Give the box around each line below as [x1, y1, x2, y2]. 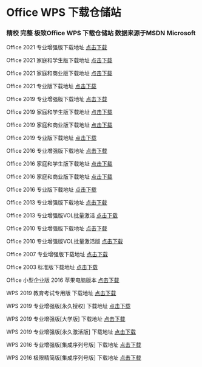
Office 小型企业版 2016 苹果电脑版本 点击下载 [6, 276, 120, 284]
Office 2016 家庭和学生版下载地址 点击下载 [6, 160, 113, 167]
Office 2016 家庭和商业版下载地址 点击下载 [6, 173, 113, 180]
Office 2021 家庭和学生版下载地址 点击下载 [6, 57, 113, 64]
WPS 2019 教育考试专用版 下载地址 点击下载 [6, 290, 116, 297]
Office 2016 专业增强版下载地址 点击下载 [6, 147, 107, 155]
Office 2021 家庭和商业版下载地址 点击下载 [6, 69, 113, 77]
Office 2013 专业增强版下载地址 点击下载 [6, 199, 107, 206]
